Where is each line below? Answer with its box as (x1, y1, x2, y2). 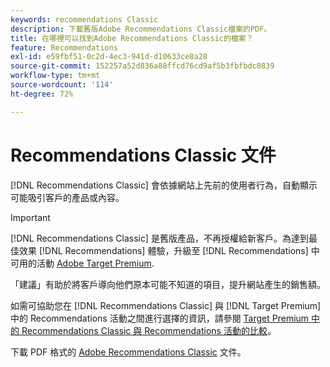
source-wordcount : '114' (10, 80, 114, 90)
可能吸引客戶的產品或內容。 (10, 191, 125, 203)
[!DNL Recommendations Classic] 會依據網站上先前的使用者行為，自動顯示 (10, 179, 318, 191)
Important (10, 211, 51, 223)
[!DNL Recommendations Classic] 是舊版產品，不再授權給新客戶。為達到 (10, 232, 309, 244)
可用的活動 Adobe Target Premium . (10, 257, 155, 269)
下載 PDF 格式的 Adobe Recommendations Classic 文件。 (10, 346, 247, 358)
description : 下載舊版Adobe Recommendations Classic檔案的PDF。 (10, 24, 272, 34)
